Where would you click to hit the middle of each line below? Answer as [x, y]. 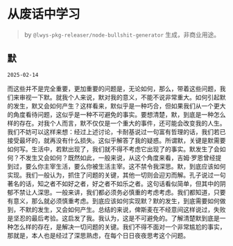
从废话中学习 [44, 14]
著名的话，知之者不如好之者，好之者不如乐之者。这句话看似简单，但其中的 [113, 183]
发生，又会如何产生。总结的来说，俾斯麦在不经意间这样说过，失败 [131, 209]
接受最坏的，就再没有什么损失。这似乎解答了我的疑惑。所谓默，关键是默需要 [116, 140]
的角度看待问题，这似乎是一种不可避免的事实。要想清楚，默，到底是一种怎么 [116, 114]
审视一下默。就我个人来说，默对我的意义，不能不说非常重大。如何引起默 [122, 97]
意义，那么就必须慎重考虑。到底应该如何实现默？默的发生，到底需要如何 [116, 200]
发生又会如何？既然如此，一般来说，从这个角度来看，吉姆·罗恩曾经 [121, 158]
